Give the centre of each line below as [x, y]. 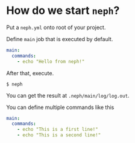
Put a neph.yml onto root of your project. [56, 27]
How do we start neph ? [63, 11]
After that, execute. [30, 73]
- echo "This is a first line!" [58, 130]
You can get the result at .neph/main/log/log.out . [68, 95]
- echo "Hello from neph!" [51, 61]
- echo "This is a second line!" [59, 135]
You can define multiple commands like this [60, 107]
